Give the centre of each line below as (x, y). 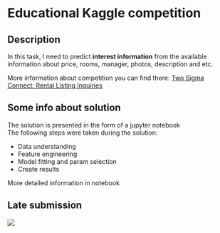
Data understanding (47, 146)
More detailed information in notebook (63, 182)
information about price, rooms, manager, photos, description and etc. (110, 64)
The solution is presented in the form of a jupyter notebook (94, 125)
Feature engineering (47, 154)
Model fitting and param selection (67, 161)
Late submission (45, 206)
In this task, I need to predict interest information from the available (107, 56)
